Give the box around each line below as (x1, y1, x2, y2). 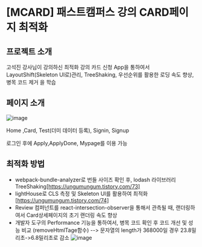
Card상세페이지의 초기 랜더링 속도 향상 (26, 211, 118, 219)
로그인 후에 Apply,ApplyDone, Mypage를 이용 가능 (6, 139, 128, 146)
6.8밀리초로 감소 (31, 234, 70, 241)
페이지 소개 (6, 98, 45, 108)
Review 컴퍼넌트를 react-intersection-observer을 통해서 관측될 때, (14, 204, 175, 211)
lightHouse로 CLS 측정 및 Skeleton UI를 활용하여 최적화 (14, 190, 148, 197)
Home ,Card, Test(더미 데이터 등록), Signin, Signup (6, 127, 130, 134)
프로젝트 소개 (6, 46, 52, 57)
